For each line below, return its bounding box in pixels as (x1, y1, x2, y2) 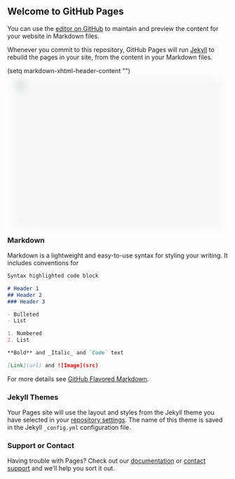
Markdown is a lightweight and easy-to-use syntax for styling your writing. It (7, 251, 228, 260)
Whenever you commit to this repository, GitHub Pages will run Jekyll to (7, 45, 215, 53)
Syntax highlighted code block (7, 272, 99, 280)
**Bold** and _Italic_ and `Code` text (7, 350, 124, 357)
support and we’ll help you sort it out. (7, 464, 115, 473)
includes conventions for (7, 259, 79, 267)
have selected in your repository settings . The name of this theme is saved (7, 416, 223, 424)
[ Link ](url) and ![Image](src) (7, 362, 99, 369)
